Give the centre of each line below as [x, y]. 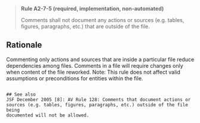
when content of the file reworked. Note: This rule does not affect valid [93, 72]
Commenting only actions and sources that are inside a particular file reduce [100, 59]
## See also [21, 94]
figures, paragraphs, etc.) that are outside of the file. [85, 26]
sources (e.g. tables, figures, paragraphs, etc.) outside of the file [97, 105]
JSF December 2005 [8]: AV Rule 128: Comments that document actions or [99, 100]
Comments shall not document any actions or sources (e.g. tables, [102, 20]
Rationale [24, 45]
